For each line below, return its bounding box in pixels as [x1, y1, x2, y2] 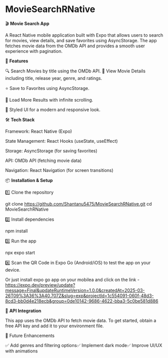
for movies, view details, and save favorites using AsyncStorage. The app [5, 37, 157, 43]
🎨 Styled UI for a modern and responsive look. [5, 107, 101, 113]
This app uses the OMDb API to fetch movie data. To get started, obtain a [5, 317, 156, 323]
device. [5, 266, 21, 273]
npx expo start [5, 249, 35, 255]
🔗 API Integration [5, 308, 42, 314]
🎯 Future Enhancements [5, 332, 55, 338]
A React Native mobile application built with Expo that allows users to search [5, 32, 163, 38]
